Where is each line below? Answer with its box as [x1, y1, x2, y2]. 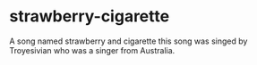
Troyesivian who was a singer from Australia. [9, 45, 176, 55]
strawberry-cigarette [9, 6, 170, 27]
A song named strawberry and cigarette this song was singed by [9, 36, 248, 46]
